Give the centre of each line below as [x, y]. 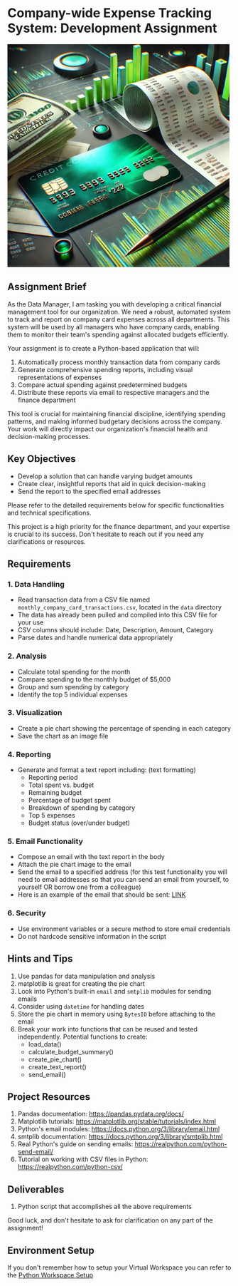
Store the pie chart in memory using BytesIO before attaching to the [117, 1014]
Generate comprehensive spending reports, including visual [105, 369]
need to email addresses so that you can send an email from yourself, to [123, 880]
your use [31, 622]
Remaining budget [55, 793]
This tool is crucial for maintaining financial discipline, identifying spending [117, 413]
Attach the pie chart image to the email [74, 865]
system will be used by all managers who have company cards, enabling [113, 326]
